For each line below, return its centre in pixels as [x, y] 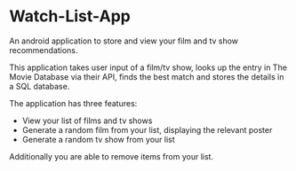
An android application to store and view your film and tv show [124, 41]
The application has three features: [73, 103]
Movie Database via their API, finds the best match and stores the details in [147, 76]
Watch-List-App [70, 16]
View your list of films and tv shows [87, 120]
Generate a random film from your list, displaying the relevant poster [147, 129]
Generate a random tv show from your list [98, 139]
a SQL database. [40, 86]
